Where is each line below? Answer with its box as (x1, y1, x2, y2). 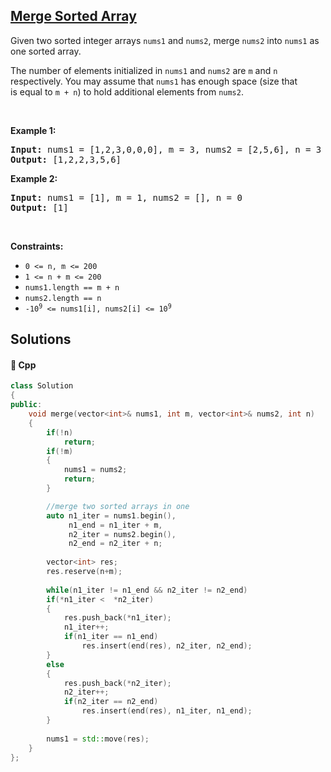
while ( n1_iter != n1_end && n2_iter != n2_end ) (46, 585, 248, 595)
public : (10, 400, 43, 410)
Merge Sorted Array (10, 8, 137, 25)
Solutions (10, 331, 72, 348)
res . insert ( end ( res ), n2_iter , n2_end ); (81, 641, 253, 651)
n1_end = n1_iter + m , (68, 520, 163, 530)
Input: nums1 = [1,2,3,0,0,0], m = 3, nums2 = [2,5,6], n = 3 (10, 144, 322, 155)
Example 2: (10, 172, 58, 184)
